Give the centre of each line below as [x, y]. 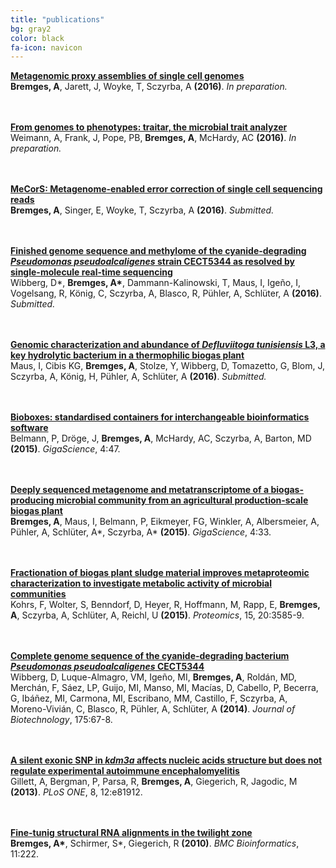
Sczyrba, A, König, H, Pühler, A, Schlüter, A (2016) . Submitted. [138, 377]
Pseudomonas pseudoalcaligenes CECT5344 [107, 667]
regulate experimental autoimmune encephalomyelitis [125, 771]
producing [32, 500]
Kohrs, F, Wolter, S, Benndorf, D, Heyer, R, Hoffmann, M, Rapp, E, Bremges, [165, 605]
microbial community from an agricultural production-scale [182, 500]
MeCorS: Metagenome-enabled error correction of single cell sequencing [166, 189]
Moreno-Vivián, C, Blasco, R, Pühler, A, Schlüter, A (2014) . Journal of [153, 709]
